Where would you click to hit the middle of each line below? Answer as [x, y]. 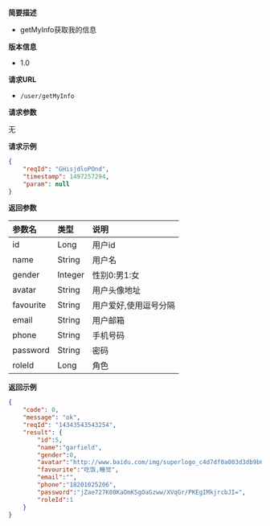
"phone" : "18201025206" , [77, 485]
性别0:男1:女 [116, 275]
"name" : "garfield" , [70, 447]
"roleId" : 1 [55, 499]
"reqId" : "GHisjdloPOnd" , [66, 169]
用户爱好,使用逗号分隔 [133, 306]
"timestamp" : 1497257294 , [66, 176]
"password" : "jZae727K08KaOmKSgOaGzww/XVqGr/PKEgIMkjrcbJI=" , [142, 492]
